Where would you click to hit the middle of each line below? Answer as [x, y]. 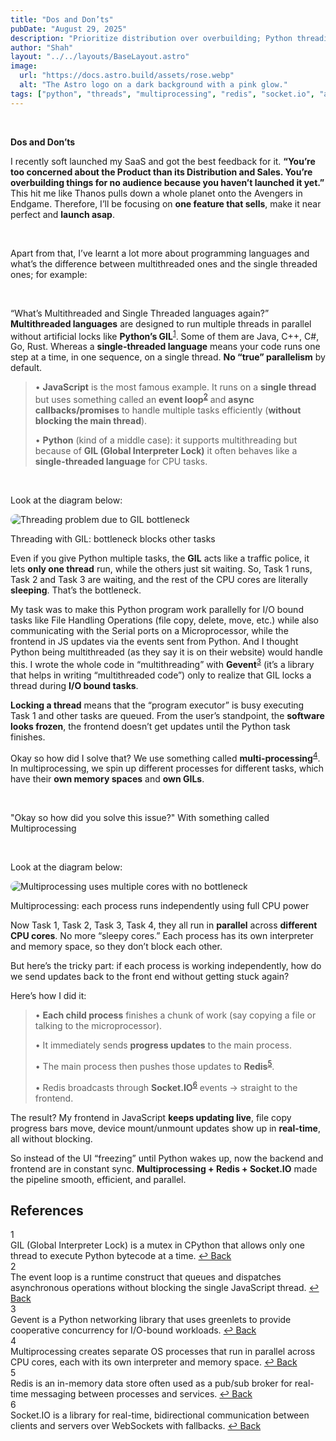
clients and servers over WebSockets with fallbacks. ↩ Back [136, 1426]
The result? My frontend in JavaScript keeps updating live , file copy [151, 1117]
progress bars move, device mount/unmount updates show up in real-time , [165, 1128]
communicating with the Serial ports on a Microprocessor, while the [149, 630]
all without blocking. [51, 1138]
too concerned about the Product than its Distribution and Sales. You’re [161, 172]
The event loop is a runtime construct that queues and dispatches [146, 1277]
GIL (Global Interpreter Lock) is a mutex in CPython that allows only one [157, 1245]
